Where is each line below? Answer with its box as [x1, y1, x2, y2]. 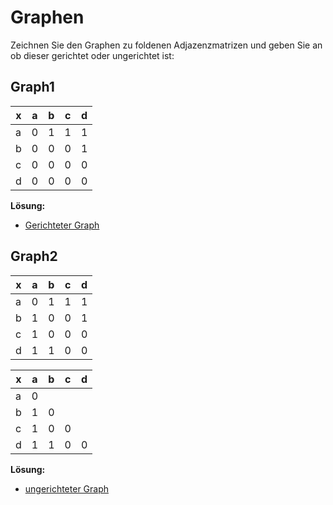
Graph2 [10, 248, 58, 265]
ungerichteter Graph [24, 482, 110, 495]
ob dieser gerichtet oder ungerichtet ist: [10, 49, 175, 61]
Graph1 [10, 79, 55, 96]
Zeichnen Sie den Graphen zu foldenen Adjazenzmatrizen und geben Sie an [10, 39, 323, 51]
